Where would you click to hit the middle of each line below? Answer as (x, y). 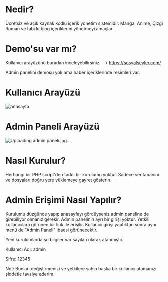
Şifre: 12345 (18, 259)
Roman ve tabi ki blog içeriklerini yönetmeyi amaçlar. (59, 28)
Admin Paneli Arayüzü (52, 127)
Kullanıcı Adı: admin (26, 249)
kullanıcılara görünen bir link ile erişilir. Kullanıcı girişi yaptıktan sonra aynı (81, 224)
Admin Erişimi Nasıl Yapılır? (63, 200)
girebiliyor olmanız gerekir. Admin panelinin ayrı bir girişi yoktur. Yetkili (77, 219)
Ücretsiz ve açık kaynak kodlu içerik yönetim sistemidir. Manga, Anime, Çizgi (84, 23)
